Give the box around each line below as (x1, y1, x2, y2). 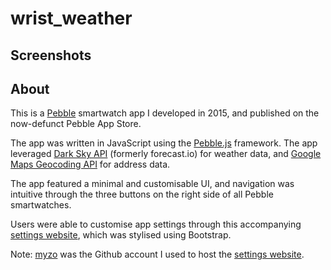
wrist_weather (10, 7, 133, 30)
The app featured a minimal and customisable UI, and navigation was (10, 178, 295, 190)
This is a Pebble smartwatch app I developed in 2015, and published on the (10, 107, 320, 119)
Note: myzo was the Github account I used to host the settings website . (10, 248, 305, 261)
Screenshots (10, 47, 92, 64)
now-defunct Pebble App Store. (10, 118, 142, 130)
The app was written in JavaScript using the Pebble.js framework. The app (10, 137, 318, 149)
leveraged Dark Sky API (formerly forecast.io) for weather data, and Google (10, 148, 322, 160)
